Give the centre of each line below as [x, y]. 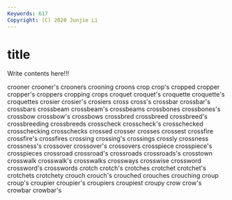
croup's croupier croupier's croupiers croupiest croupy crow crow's [105, 183]
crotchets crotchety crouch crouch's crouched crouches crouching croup [113, 176]
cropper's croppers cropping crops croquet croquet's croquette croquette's [116, 94]
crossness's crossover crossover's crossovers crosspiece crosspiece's [110, 146]
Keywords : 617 [28, 14]
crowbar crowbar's [34, 190]
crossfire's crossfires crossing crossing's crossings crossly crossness [108, 139]
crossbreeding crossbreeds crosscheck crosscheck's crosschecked [105, 124]
